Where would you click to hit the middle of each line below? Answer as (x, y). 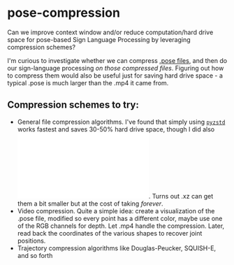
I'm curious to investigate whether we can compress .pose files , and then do (117, 60)
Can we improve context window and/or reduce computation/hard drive (110, 32)
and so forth (35, 255)
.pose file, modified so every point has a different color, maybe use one (120, 218)
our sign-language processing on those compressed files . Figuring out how (116, 68)
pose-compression (64, 13)
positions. (31, 241)
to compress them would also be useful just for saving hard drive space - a (115, 76)
